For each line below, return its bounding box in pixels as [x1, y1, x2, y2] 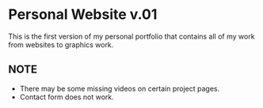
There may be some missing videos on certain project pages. [19, 84, 220, 93]
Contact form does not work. [19, 92, 115, 102]
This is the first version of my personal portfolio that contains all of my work [8, 32, 255, 41]
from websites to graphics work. [8, 39, 114, 49]
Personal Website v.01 [8, 6, 158, 24]
